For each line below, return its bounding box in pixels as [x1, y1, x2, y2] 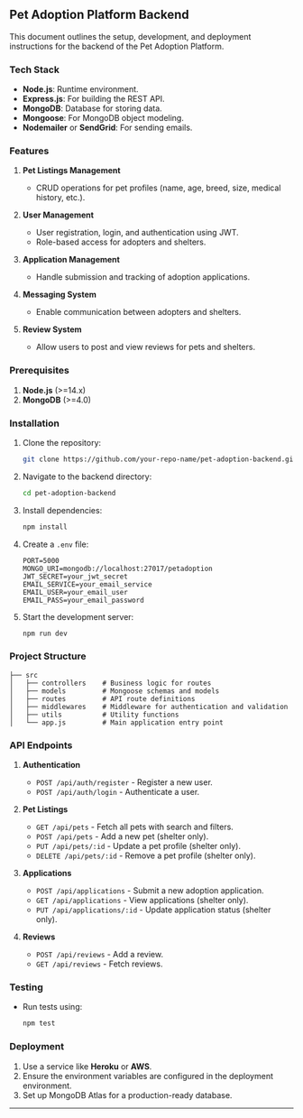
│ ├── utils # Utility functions [9, 710, 179, 719]
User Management [22, 209, 95, 220]
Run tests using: [22, 1002, 83, 1012]
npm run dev [22, 629, 68, 638]
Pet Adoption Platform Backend [9, 7, 189, 23]
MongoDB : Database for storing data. [22, 103, 162, 114]
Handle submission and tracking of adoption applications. [35, 272, 251, 282]
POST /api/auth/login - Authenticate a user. [35, 787, 200, 798]
